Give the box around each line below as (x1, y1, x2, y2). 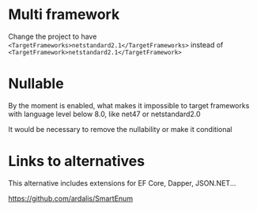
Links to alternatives (8, 153, 145, 171)
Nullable (8, 75, 65, 92)
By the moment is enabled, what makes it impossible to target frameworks (8, 100, 250, 110)
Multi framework (8, 6, 120, 24)
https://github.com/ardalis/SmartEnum (8, 194, 133, 203)
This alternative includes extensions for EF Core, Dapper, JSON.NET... (8, 178, 236, 187)
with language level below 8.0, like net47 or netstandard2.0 (8, 109, 201, 119)
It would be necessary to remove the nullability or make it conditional (8, 124, 232, 134)
